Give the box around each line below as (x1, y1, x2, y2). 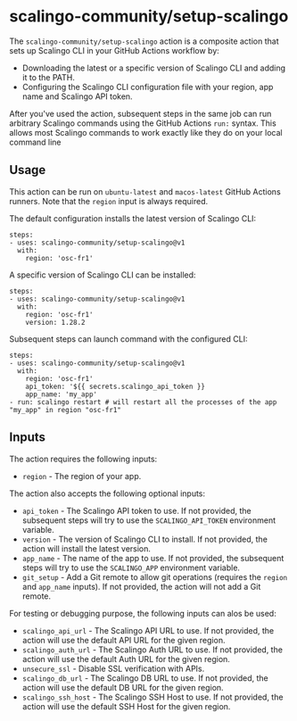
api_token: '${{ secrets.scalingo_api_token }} (25, 382, 205, 391)
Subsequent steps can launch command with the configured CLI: (9, 333, 248, 344)
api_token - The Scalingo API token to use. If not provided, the (21, 505, 252, 516)
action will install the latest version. (21, 543, 152, 554)
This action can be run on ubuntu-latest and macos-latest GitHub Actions (9, 186, 281, 197)
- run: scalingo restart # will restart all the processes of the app (9, 397, 277, 407)
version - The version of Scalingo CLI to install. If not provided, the (21, 534, 268, 544)
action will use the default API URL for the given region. (21, 634, 226, 645)
